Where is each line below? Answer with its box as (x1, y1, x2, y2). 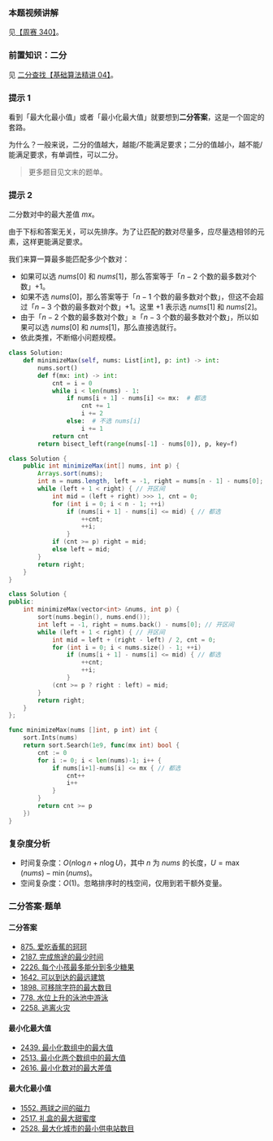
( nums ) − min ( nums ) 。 (19, 867, 97, 877)
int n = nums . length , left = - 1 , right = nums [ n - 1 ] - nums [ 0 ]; (37, 477, 264, 485)
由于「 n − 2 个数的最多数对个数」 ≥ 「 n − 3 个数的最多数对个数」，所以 (19, 312, 252, 323)
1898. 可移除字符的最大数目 (19, 983, 112, 993)
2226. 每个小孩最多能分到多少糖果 (19, 963, 135, 972)
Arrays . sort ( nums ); (37, 470, 104, 478)
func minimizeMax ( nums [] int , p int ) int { (8, 726, 158, 735)
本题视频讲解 (8, 7, 59, 18)
